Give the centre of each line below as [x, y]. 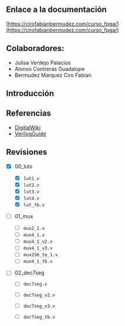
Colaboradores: [35, 48]
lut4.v [31, 198]
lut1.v [31, 178]
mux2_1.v [34, 229]
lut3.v [31, 192]
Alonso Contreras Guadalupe [50, 69]
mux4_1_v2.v [38, 242]
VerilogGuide [30, 134]
